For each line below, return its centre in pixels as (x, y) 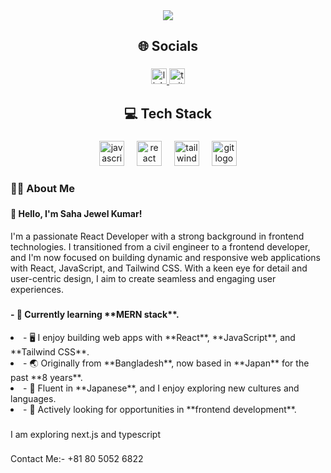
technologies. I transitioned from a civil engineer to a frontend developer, (160, 247)
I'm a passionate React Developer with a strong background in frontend (157, 236)
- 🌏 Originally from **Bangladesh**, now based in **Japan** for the (166, 363)
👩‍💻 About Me (42, 188)
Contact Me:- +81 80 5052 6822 (77, 459)
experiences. (37, 290)
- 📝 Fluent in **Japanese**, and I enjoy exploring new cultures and (161, 388)
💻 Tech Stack (168, 113)
